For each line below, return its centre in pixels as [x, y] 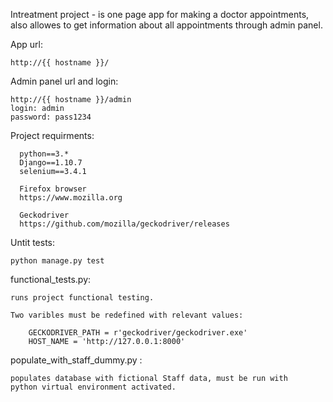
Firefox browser [53, 189]
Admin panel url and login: [64, 81]
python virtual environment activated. [93, 387]
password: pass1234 [51, 117]
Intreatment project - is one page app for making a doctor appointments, [160, 14]
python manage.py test [57, 261]
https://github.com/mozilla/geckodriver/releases [124, 224]
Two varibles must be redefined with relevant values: [127, 315]
